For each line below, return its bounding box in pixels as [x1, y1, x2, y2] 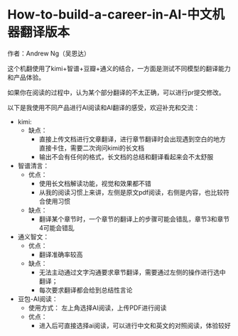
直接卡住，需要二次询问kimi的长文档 [38, 143, 145, 152]
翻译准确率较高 [38, 250, 83, 259]
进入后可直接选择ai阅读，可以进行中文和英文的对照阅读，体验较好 [38, 321, 231, 330]
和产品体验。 [7, 72, 45, 82]
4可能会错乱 [38, 223, 75, 232]
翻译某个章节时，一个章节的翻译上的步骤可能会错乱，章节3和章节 [38, 215, 230, 223]
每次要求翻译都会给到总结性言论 [38, 286, 133, 294]
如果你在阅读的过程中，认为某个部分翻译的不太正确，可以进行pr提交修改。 [7, 88, 225, 97]
